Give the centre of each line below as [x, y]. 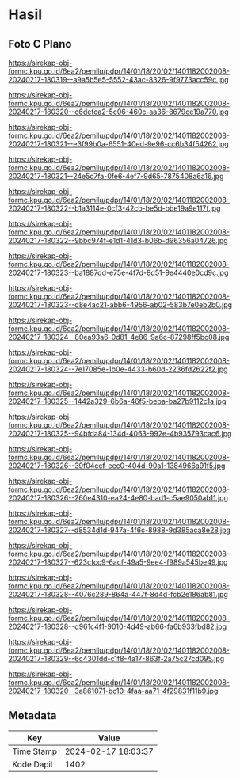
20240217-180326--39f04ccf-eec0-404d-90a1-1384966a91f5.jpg [117, 466]
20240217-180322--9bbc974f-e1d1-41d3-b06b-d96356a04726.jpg [118, 240]
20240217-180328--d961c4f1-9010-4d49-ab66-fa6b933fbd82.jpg [118, 626]
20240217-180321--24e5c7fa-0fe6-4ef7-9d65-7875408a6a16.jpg [116, 176]
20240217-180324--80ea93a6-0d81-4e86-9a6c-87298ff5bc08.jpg [119, 337]
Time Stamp [35, 751]
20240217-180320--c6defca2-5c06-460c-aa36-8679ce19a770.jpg [118, 112]
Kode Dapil [32, 764]
